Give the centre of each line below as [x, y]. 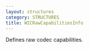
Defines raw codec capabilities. [44, 40]
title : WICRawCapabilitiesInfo [44, 23]
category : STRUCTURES [33, 17]
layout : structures [30, 12]
